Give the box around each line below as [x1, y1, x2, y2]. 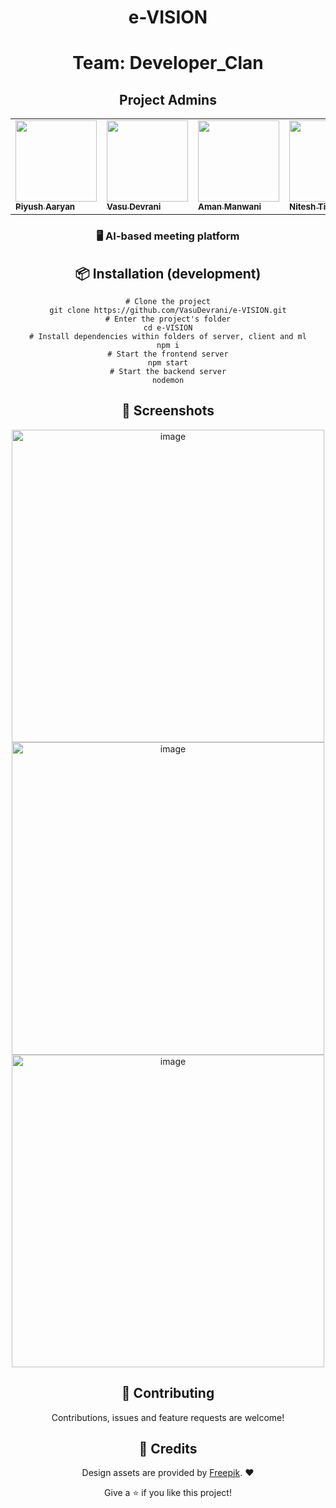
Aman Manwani [198, 201, 262, 213]
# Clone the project [124, 296, 212, 306]
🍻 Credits [138, 1440, 198, 1457]
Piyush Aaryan [15, 201, 76, 213]
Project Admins [119, 91, 217, 108]
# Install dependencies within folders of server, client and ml [29, 331, 307, 341]
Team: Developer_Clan [72, 52, 264, 75]
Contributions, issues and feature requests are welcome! [51, 1411, 285, 1423]
